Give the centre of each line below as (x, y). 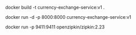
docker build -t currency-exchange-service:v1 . (55, 7)
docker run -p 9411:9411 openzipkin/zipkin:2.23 (55, 27)
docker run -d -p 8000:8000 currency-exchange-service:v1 (68, 17)
